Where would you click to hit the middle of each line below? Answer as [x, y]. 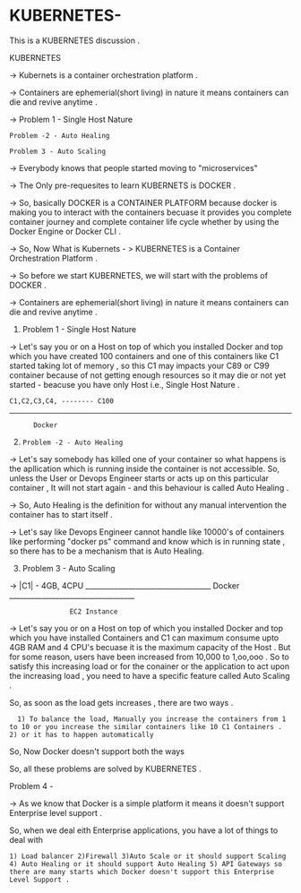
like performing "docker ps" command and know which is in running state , [147, 541]
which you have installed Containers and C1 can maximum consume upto [144, 638]
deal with [26, 839]
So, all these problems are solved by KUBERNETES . [105, 768]
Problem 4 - [31, 786]
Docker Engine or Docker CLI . [65, 231]
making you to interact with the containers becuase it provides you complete [150, 212]
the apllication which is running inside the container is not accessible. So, [145, 468]
